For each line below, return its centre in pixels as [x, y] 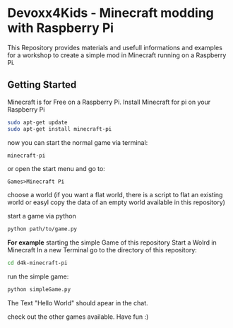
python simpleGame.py [39, 290]
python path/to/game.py [42, 229]
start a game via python [42, 216]
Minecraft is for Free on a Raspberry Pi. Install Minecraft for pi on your [109, 102]
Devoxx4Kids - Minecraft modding [110, 13]
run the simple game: [38, 276]
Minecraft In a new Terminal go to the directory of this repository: [102, 250]
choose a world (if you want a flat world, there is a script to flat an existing [115, 195]
